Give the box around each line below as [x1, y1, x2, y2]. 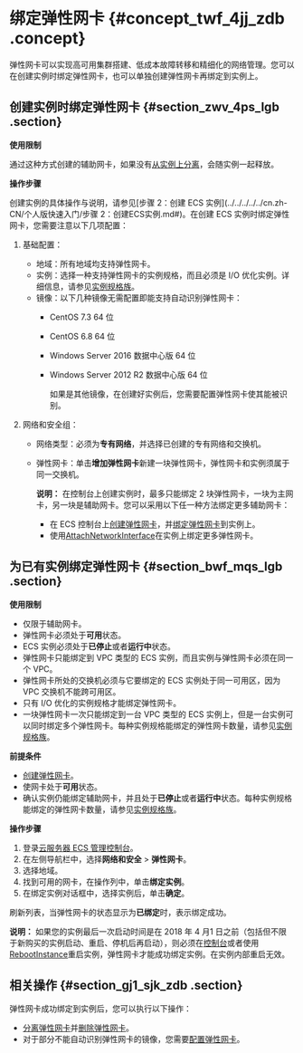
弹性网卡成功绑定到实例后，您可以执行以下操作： [9, 1003, 192, 1014]
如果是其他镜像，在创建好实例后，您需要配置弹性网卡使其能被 [49, 388, 280, 399]
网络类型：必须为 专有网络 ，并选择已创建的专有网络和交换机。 [35, 438, 267, 449]
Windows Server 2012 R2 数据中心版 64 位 [49, 369, 208, 380]
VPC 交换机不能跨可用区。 [22, 685, 121, 697]
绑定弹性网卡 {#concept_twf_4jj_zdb [9, 8, 285, 29]
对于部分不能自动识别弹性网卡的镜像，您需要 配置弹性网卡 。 [22, 1034, 245, 1045]
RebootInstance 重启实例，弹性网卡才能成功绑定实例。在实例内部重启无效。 [9, 948, 290, 960]
